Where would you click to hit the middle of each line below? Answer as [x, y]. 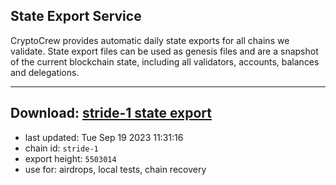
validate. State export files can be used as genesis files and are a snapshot [164, 51]
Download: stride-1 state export [111, 113]
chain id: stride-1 [61, 148]
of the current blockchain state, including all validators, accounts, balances [165, 61]
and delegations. [45, 72]
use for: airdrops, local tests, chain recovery [115, 169]
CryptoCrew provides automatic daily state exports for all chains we [150, 40]
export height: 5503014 [70, 158]
